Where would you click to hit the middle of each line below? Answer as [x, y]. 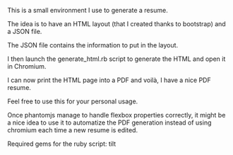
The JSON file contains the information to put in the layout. [93, 45]
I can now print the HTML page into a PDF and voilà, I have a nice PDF [109, 80]
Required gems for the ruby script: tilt [62, 144]
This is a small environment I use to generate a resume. [88, 10]
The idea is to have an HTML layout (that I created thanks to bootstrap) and [116, 24]
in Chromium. [27, 66]
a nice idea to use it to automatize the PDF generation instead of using [109, 122]
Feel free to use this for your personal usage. [73, 101]
